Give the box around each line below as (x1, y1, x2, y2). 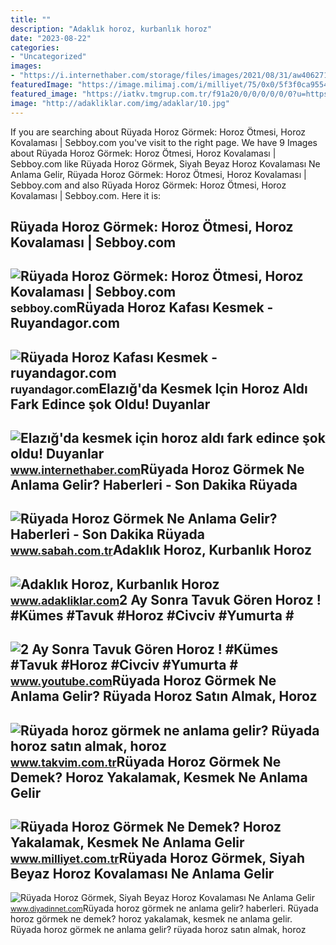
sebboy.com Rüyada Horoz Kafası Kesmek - (10, 299, 274, 316)
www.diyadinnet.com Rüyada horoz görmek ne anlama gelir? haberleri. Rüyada (10, 902, 319, 915)
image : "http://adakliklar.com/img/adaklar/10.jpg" (10, 98, 230, 108)
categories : (10, 42, 60, 53)
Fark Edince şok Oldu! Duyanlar (10, 396, 211, 413)
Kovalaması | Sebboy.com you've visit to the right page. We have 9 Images (10, 136, 318, 148)
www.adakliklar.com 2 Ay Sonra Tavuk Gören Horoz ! (10, 591, 322, 608)
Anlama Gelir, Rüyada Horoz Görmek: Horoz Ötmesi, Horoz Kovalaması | (10, 168, 307, 180)
